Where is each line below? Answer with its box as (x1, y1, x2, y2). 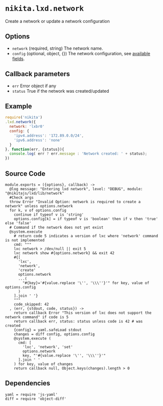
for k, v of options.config (9, 208, 67, 213)
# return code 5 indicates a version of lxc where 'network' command (14, 233, 159, 238)
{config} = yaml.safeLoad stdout (14, 327, 82, 332)
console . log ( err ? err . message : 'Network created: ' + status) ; (9, 151, 147, 156)
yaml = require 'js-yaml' (5, 392, 58, 397)
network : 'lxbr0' (9, 124, 45, 129)
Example (5, 102, 32, 110)
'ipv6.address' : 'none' (14, 138, 62, 142)
